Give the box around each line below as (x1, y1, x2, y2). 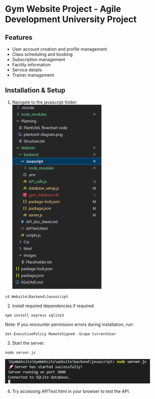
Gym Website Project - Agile (5, 3, 121, 15)
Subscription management (12, 57, 66, 62)
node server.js (5, 350, 36, 355)
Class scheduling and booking (12, 51, 73, 57)
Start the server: (12, 340, 45, 346)
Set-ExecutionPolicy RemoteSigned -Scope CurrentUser (5, 331, 117, 336)
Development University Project (5, 14, 137, 25)
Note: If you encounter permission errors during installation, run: (5, 321, 134, 327)
